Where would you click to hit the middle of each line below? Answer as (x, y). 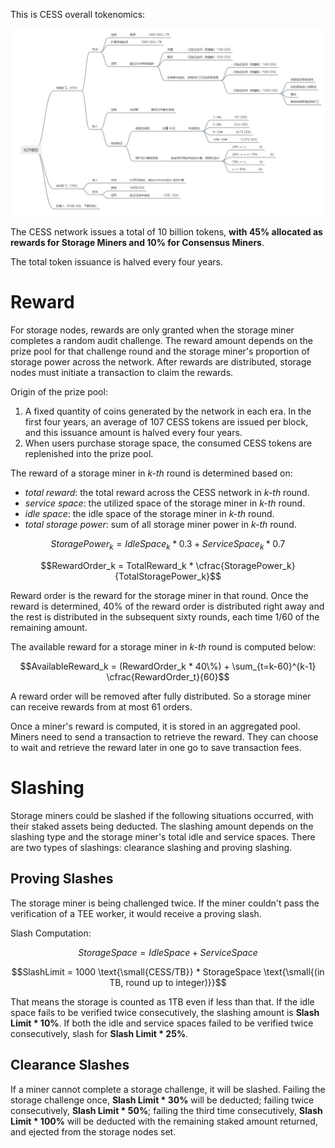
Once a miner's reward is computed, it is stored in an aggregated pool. (155, 726)
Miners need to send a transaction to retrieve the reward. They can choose (164, 736)
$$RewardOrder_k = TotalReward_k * (117, 565)
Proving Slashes (62, 879)
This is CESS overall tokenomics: (78, 14)
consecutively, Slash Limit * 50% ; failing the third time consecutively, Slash (166, 1110)
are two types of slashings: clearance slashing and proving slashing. (151, 847)
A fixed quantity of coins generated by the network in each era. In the (168, 411)
